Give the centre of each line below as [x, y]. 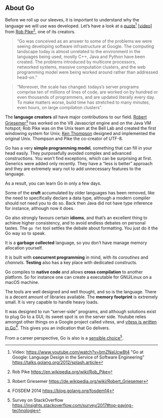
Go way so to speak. [25, 233]
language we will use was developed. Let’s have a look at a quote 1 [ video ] [79, 25]
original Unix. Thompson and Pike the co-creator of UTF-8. [64, 138]
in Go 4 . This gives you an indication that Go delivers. [57, 327]
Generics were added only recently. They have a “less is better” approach [79, 163]
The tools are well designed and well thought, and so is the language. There [81, 291]
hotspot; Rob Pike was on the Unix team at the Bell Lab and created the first [81, 128]
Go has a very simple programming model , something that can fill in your [79, 148]
